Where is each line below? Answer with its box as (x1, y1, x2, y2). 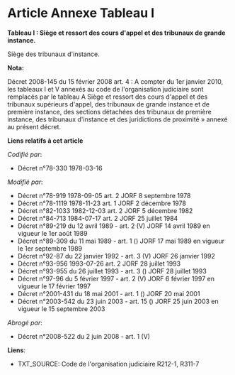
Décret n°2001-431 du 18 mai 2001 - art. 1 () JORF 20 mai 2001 (17, 289, 200, 298)
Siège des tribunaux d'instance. (7, 50, 101, 58)
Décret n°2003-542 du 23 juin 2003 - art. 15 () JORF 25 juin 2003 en (17, 297, 219, 305)
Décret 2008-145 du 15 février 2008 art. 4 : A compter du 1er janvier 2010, (7, 77, 224, 86)
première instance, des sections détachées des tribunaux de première (7, 107, 212, 116)
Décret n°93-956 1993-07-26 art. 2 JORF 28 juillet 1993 (17, 259, 181, 268)
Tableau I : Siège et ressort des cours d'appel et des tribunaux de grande (7, 28, 226, 37)
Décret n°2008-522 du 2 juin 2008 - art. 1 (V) (17, 332, 151, 340)
